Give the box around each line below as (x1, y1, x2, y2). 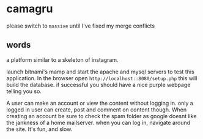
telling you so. (6, 88, 42, 95)
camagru (6, 2, 53, 16)
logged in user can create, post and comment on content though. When (6, 106, 187, 113)
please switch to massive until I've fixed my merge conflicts (6, 22, 155, 29)
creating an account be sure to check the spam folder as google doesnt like (6, 112, 197, 119)
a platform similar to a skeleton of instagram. (6, 56, 119, 63)
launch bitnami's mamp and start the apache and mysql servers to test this (6, 68, 194, 75)
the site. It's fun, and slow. (6, 125, 73, 133)
